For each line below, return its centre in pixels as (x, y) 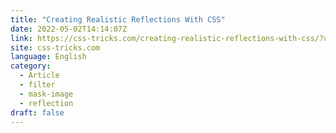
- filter (37, 85)
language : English (48, 57)
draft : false (37, 112)
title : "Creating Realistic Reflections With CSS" (118, 19)
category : (31, 66)
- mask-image (46, 94)
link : (21, 38)
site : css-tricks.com (55, 47)
